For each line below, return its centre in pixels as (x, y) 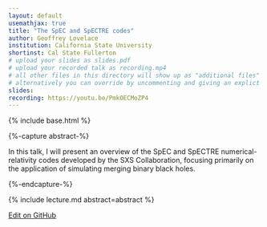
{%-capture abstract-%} (49, 136)
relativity (23, 160)
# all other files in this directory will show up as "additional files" (134, 75)
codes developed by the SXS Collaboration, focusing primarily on (146, 160)
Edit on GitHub (32, 215)
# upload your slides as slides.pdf (69, 61)
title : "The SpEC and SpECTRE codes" (71, 30)
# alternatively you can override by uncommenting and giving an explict (134, 83)
